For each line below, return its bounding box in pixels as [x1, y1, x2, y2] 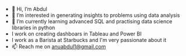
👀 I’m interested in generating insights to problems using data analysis [11, 12, 180, 19]
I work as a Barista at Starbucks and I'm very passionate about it [11, 37, 167, 43]
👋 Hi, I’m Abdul [11, 6, 48, 12]
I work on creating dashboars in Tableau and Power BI [11, 30, 142, 37]
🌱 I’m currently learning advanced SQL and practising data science [11, 18, 173, 24]
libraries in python [11, 24, 55, 31]
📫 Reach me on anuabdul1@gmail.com [11, 43, 106, 50]
